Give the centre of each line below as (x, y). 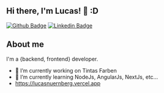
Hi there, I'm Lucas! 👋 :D (52, 11)
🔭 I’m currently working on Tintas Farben (66, 70)
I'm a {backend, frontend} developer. (52, 59)
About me (25, 45)
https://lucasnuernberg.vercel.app (58, 83)
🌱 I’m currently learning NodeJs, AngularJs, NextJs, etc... (87, 77)
